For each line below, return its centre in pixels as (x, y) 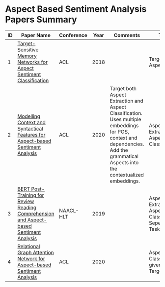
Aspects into (124, 162)
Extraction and (126, 101)
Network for (31, 258)
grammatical (124, 156)
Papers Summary (41, 19)
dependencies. (127, 144)
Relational (29, 246)
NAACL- (69, 211)
